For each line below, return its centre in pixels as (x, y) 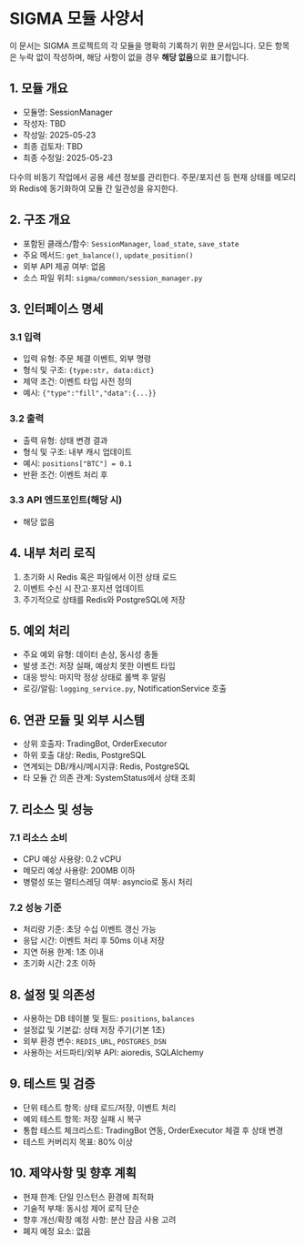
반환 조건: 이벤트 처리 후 (65, 474)
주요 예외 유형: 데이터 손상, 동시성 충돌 (91, 654)
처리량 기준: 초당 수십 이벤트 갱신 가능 (89, 929)
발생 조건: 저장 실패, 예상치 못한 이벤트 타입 (99, 666)
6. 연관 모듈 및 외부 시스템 (77, 720)
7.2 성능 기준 (36, 907)
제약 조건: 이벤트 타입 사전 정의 (77, 381)
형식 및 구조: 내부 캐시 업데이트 (77, 451)
